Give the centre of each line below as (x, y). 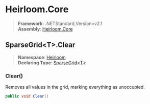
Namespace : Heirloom (42, 57)
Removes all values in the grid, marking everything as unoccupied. (75, 87)
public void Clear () (27, 96)
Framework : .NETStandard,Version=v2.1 (60, 23)
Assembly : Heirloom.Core (45, 29)
